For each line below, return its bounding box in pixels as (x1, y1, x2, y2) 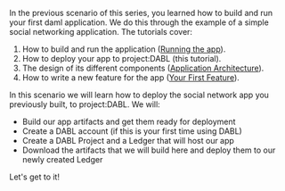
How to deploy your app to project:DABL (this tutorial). (21, 54, 222, 63)
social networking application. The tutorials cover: (9, 27, 193, 37)
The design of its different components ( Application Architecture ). (21, 62, 265, 73)
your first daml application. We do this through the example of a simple (9, 17, 269, 28)
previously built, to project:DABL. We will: (9, 99, 160, 110)
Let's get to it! (9, 171, 61, 182)
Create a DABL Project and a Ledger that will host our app (21, 136, 234, 145)
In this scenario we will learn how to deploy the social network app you (9, 89, 270, 100)
